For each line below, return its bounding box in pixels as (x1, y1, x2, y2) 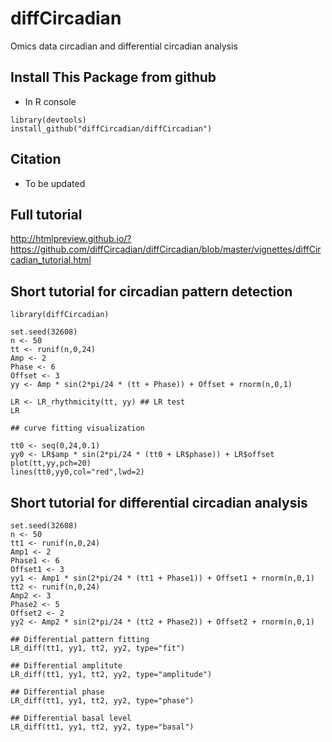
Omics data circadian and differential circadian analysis (10, 40, 238, 52)
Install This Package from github (10, 69, 217, 86)
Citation (10, 151, 62, 168)
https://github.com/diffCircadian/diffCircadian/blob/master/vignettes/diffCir (10, 243, 322, 256)
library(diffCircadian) (10, 310, 110, 320)
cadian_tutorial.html (10, 254, 92, 266)
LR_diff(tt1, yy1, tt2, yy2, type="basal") (10, 722, 195, 732)
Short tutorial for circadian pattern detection (10, 283, 293, 300)
